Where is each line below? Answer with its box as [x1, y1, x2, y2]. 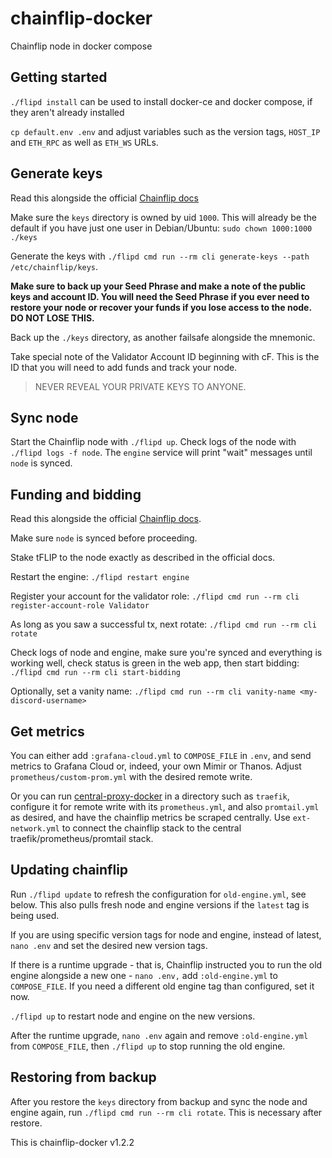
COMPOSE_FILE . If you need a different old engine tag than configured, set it [10, 980, 315, 992]
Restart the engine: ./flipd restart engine [10, 571, 190, 583]
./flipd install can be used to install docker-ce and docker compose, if [10, 95, 313, 107]
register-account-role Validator [10, 601, 150, 611]
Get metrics [10, 723, 85, 740]
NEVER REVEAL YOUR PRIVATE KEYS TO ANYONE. [34, 380, 247, 392]
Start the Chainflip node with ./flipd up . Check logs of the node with [10, 436, 297, 448]
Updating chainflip [10, 862, 129, 879]
